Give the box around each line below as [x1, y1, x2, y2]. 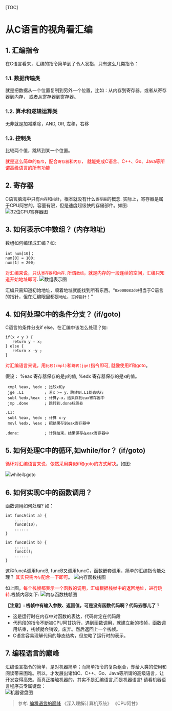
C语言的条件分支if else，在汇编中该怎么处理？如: [5, 324, 108, 331]
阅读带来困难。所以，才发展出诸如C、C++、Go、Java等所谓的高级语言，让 [5, 670, 164, 676]
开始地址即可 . [9, 276, 38, 282]
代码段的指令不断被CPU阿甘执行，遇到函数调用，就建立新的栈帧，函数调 [12, 619, 166, 626]
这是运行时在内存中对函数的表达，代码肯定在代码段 [12, 613, 121, 619]
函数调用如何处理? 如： [5, 502, 54, 508]
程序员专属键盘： [9, 683, 46, 689]
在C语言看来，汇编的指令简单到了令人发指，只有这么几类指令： [5, 61, 139, 66]
